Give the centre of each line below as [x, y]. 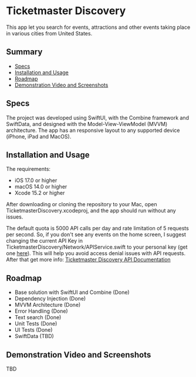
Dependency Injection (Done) [50, 299]
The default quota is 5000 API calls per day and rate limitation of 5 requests [97, 229]
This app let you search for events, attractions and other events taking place [98, 27]
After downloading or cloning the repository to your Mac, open [82, 204]
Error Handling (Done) [41, 311]
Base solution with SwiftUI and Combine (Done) [72, 292]
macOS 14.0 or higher [41, 187]
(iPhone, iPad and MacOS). [39, 136]
